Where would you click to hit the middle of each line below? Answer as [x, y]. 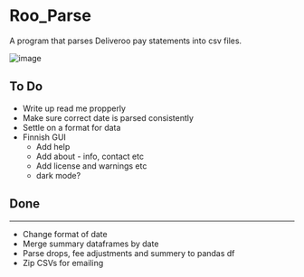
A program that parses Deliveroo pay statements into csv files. [126, 41]
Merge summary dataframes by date [90, 244]
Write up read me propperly [74, 108]
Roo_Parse [51, 16]
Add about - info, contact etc [90, 156]
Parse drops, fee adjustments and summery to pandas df [128, 253]
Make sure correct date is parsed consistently [108, 117]
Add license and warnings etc [91, 166]
